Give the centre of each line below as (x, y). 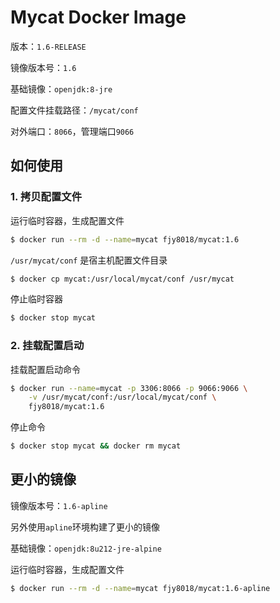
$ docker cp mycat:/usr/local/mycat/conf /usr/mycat (122, 279)
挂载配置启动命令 (45, 369)
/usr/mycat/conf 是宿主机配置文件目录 (89, 260)
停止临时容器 (36, 299)
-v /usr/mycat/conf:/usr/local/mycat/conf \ (122, 397)
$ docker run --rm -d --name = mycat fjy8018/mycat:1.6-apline (140, 588)
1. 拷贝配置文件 (46, 197)
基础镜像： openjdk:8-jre (61, 88)
